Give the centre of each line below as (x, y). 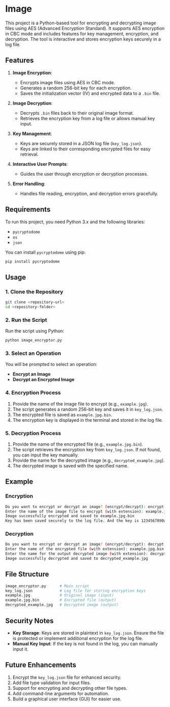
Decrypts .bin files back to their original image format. (77, 113)
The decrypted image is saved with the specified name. (71, 465)
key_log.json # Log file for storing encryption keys (75, 591)
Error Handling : (29, 184)
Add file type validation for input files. (52, 683)
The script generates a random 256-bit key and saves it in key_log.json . (88, 409)
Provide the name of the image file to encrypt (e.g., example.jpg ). (80, 403)
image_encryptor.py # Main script (47, 586)
